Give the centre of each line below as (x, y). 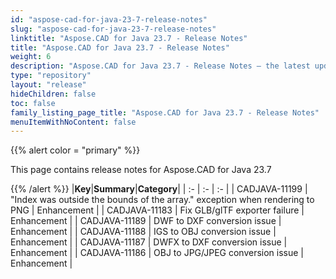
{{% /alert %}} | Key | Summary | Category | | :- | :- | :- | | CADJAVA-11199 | (159, 189)
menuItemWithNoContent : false (73, 122)
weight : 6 (31, 57)
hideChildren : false (53, 94)
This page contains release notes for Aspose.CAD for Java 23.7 (141, 170)
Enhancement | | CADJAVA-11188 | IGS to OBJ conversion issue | (143, 232)
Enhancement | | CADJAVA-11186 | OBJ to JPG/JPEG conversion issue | (157, 253)
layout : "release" (48, 85)
